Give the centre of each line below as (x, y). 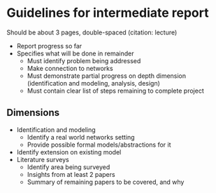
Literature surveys (43, 159)
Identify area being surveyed (69, 167)
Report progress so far (49, 46)
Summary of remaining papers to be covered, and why (106, 182)
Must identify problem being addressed (84, 60)
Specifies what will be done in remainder (75, 53)
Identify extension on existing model (69, 152)
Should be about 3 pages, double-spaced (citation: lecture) (92, 32)
